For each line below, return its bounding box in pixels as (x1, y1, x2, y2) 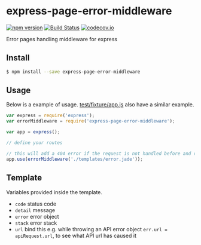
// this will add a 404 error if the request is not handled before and (6, 151, 191, 157)
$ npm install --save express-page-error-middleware (6, 69, 141, 75)
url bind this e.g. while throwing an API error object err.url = (14, 225, 167, 232)
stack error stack (14, 219, 57, 226)
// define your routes (6, 140, 63, 146)
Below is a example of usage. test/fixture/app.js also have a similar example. (6, 101, 194, 108)
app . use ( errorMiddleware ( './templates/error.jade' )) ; (6, 156, 144, 162)
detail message (14, 206, 56, 213)
